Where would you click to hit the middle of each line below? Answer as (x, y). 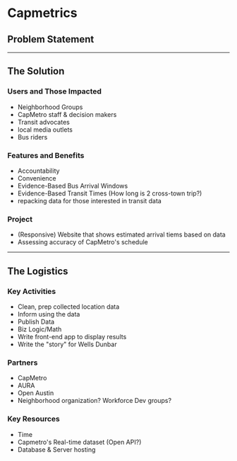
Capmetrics (42, 13)
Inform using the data (49, 314)
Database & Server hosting (56, 449)
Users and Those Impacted (55, 91)
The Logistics (38, 271)
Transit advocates (44, 122)
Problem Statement (51, 39)
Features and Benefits (46, 155)
